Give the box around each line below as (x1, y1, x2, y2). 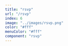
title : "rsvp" (5, 7, 34, 12)
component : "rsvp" (5, 34, 42, 39)
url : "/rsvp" (5, 11, 31, 16)
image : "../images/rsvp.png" (5, 20, 64, 25)
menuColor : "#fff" (5, 29, 42, 34)
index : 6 (5, 16, 23, 21)
